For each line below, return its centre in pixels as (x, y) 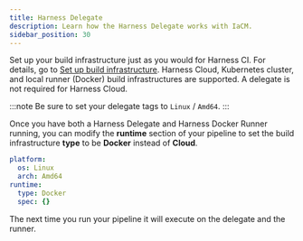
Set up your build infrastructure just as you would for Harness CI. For (137, 60)
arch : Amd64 (40, 177)
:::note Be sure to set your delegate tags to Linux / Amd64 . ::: (119, 107)
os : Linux (36, 168)
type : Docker (42, 193)
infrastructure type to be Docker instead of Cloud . (104, 143)
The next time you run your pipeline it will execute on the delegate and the (147, 218)
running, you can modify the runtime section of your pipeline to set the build (152, 134)
